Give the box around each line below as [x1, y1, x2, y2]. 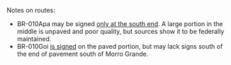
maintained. [16, 35, 52, 43]
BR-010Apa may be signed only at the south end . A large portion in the [16, 20, 223, 28]
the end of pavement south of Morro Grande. [16, 49, 149, 58]
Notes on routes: [6, 6, 56, 14]
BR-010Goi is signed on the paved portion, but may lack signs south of [16, 42, 223, 50]
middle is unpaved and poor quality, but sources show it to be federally [16, 28, 225, 35]
